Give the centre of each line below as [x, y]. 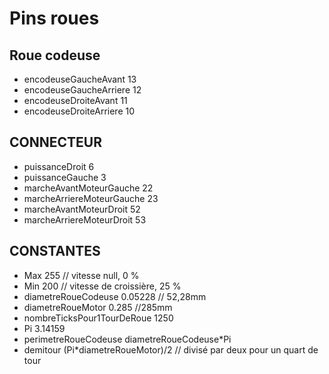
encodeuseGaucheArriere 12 [82, 90]
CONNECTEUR [55, 142]
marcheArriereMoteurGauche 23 [91, 198]
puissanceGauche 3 [65, 177]
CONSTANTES [55, 251]
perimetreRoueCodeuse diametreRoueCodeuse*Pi [127, 339]
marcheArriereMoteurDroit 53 [85, 219]
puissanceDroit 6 [59, 166]
